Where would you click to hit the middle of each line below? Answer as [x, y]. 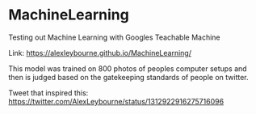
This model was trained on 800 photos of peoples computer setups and [128, 68]
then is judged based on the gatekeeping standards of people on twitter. [128, 77]
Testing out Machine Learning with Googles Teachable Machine [114, 37]
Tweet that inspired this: [48, 93]
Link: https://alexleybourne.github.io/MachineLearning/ [100, 53]
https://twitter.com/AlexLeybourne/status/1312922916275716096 [116, 101]
